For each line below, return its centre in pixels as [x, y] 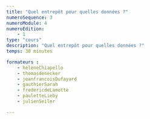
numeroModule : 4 [27, 23]
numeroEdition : [25, 29]
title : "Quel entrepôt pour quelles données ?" [67, 12]
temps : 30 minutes [29, 51]
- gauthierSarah [38, 85]
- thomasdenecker [39, 73]
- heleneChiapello [40, 68]
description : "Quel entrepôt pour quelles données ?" [76, 46]
